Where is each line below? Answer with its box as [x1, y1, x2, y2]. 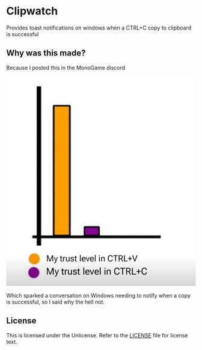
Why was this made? [6, 48, 86, 58]
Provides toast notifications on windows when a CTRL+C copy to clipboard [6, 24, 192, 31]
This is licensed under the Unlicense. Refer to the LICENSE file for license [6, 331, 188, 339]
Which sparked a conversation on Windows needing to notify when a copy [6, 292, 191, 299]
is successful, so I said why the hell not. [6, 298, 105, 305]
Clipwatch [6, 4, 58, 18]
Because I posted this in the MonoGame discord [6, 64, 126, 71]
